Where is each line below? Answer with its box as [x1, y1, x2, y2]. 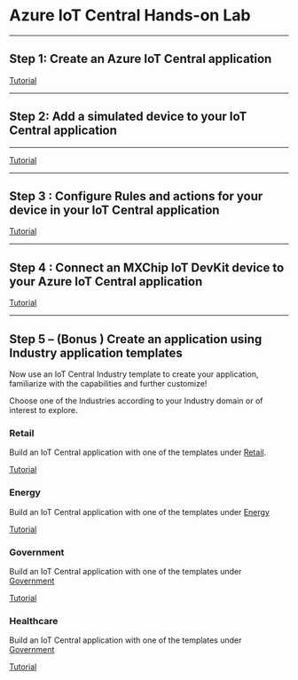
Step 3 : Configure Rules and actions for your [9, 188, 263, 204]
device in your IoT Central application [9, 202, 220, 217]
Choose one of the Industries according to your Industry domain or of [9, 395, 263, 406]
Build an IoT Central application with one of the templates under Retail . [9, 447, 267, 457]
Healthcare [9, 614, 59, 627]
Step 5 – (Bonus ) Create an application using [9, 332, 263, 347]
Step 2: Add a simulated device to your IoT [9, 109, 247, 124]
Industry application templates [9, 345, 184, 360]
